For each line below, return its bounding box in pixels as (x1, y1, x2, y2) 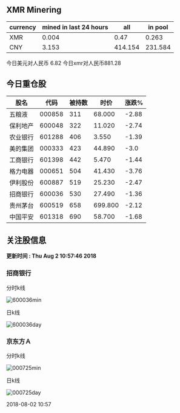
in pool (148, 22, 168, 31)
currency (9, 22, 36, 31)
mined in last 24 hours (42, 22, 108, 31)
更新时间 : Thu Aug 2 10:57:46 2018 (6, 252, 97, 260)
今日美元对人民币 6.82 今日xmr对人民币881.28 (6, 59, 121, 66)
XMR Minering (6, 5, 62, 15)
